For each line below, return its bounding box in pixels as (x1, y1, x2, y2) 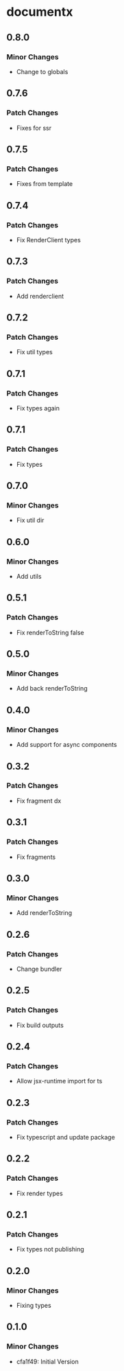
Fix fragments (16, 853, 56, 861)
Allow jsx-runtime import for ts (16, 1077, 103, 1085)
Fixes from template (16, 180, 73, 188)
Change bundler (16, 965, 62, 973)
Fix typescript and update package (16, 1133, 116, 1141)
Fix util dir (16, 516, 45, 525)
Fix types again (16, 404, 60, 412)
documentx (6, 4, 73, 20)
